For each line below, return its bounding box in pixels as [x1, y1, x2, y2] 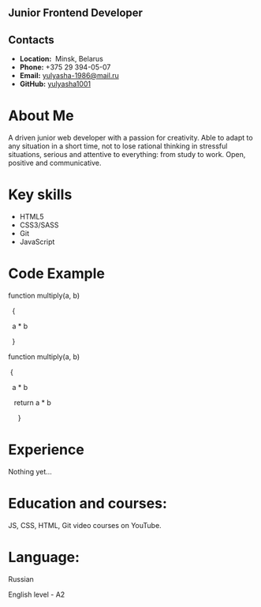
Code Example [8, 264, 105, 283]
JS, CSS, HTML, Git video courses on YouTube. [8, 520, 162, 530]
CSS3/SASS [19, 220, 59, 230]
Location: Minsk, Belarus [19, 54, 104, 64]
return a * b [13, 398, 51, 407]
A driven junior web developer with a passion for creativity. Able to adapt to [8, 133, 254, 143]
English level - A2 [8, 590, 65, 599]
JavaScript [19, 237, 55, 247]
